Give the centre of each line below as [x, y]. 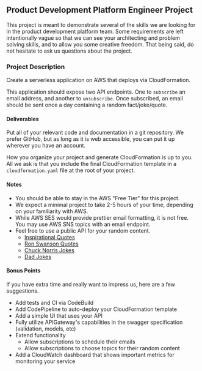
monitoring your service [45, 361]
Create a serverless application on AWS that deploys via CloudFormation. [99, 80]
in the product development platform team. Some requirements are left [95, 31]
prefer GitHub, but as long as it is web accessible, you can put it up [91, 139]
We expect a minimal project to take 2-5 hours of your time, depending [104, 204]
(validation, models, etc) [45, 328]
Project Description [36, 67]
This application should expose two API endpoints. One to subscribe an [96, 92]
